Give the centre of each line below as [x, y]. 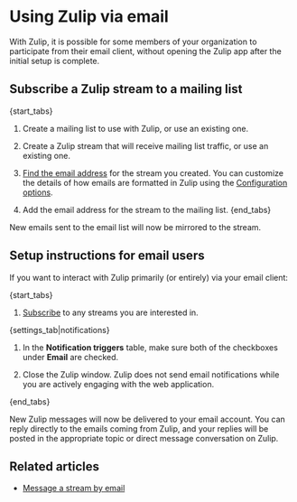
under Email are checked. [70, 357]
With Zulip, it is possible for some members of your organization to [133, 42]
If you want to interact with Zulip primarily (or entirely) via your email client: [149, 277]
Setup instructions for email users [107, 256]
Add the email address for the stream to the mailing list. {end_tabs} [147, 209]
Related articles [54, 466]
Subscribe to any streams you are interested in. [110, 312]
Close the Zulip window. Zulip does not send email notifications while [151, 374]
